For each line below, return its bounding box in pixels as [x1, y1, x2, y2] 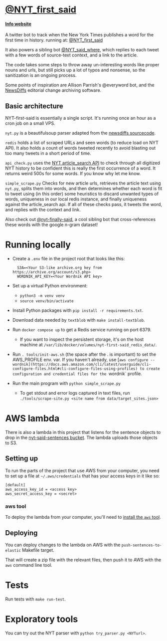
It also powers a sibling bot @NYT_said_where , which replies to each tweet [5, 47, 159, 53]
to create [139, 366, 161, 372]
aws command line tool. [5, 562, 52, 568]
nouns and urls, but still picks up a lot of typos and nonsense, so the [5, 67, 146, 73]
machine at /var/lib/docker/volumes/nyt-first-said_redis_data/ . [19, 342, 157, 348]
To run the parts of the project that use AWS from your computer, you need [5, 467, 160, 473]
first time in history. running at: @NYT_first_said [5, 37, 103, 43]
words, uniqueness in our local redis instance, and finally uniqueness [5, 196, 147, 202]
